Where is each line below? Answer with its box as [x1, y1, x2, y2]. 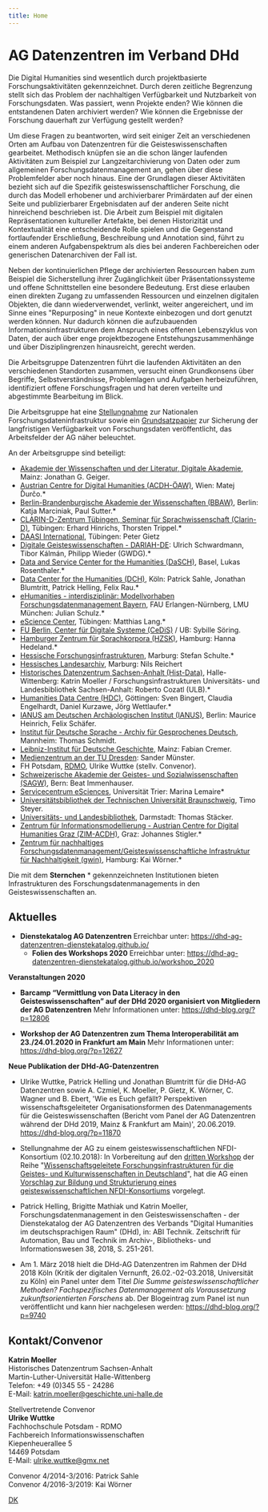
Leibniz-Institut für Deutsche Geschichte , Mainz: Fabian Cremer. [19, 744, 232, 753]
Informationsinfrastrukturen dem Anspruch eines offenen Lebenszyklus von [8, 325, 258, 335]
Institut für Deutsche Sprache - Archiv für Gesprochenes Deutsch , [19, 727, 238, 736]
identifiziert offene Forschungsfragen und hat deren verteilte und [8, 383, 222, 392]
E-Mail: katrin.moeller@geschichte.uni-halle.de [8, 1390, 163, 1399]
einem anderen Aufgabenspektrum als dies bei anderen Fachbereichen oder [8, 241, 260, 251]
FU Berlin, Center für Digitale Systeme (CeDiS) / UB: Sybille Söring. [19, 625, 242, 635]
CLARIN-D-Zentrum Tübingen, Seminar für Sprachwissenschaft [19, 514, 230, 524]
